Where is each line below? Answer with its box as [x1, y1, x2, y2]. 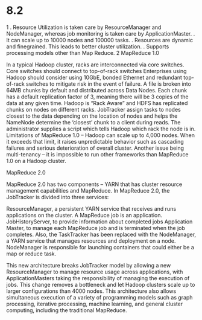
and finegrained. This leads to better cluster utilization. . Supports [6, 43, 169, 50]
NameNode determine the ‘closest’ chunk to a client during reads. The [6, 118, 181, 126]
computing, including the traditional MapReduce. [6, 306, 127, 314]
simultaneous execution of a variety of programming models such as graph [6, 293, 193, 301]
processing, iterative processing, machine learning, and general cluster [6, 300, 183, 307]
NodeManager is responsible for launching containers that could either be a [6, 243, 195, 251]
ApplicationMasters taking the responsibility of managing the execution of [6, 274, 190, 281]
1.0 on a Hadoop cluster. [6, 157, 66, 164]
